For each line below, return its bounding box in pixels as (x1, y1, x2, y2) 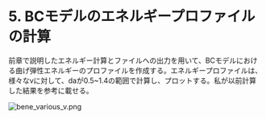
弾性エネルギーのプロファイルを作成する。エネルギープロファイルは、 (29, 65, 263, 75)
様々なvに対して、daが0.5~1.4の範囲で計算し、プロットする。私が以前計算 (8, 76, 256, 85)
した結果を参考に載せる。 (8, 85, 94, 95)
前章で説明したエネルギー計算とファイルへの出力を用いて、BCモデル (8, 55, 237, 65)
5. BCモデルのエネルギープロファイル (8, 7, 256, 26)
